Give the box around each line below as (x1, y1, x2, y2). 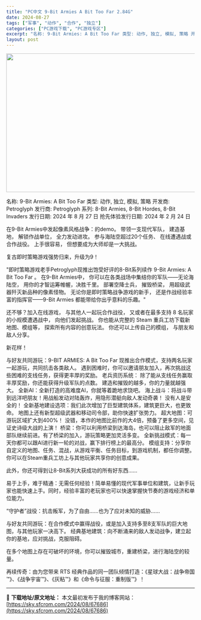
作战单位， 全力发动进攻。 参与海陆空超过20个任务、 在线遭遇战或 (28, 233, 192, 240)
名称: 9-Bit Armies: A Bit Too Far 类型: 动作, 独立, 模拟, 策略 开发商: (6, 198, 170, 204)
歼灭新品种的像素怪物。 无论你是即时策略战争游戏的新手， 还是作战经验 (11, 288, 187, 296)
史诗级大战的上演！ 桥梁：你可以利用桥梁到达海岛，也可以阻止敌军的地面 (11, 424, 191, 431)
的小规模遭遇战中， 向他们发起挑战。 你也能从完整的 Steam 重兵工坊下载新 (6, 316, 190, 323)
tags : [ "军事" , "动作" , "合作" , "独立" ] (6, 20, 101, 26)
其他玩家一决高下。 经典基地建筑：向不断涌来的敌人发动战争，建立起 (22, 528, 191, 534)
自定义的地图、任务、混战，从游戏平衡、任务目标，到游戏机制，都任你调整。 (6, 447, 195, 453)
